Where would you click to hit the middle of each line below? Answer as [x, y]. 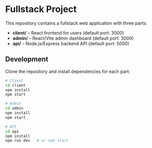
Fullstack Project [41, 9]
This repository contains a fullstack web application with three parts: [76, 23]
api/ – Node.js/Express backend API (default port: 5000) [71, 43]
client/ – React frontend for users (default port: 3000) [68, 33]
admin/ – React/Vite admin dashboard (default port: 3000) [73, 38]
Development [27, 59]
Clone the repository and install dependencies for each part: [68, 71]
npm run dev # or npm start [37, 141]
